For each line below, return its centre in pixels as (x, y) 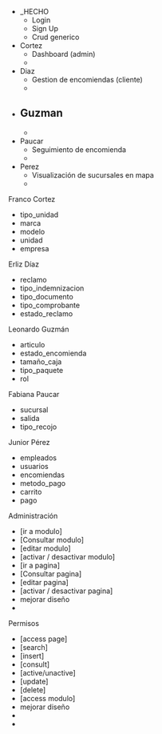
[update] (34, 681)
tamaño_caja (41, 361)
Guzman (41, 113)
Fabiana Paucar (34, 394)
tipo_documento (46, 296)
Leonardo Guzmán (39, 329)
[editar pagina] (44, 582)
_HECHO (34, 12)
